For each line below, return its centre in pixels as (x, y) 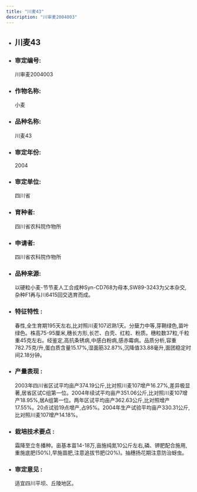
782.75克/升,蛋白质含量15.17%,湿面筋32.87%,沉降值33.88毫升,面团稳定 (100, 347)
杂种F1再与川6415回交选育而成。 (54, 295)
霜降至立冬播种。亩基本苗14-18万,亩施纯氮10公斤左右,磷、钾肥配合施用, (101, 446)
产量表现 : (29, 371)
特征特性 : (29, 312)
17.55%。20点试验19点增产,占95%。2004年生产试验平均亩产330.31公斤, (102, 407)
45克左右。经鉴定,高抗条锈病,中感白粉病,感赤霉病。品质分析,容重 (98, 340)
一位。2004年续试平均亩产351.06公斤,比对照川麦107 (119, 393)
